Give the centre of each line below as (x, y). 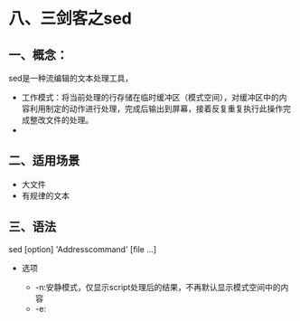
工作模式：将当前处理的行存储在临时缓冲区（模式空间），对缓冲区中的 (150, 97)
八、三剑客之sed (70, 19)
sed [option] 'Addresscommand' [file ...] (83, 249)
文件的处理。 (70, 120)
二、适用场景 (44, 160)
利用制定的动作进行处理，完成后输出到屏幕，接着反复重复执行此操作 (156, 109)
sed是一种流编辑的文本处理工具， (71, 78)
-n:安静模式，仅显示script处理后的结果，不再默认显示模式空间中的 (158, 287)
